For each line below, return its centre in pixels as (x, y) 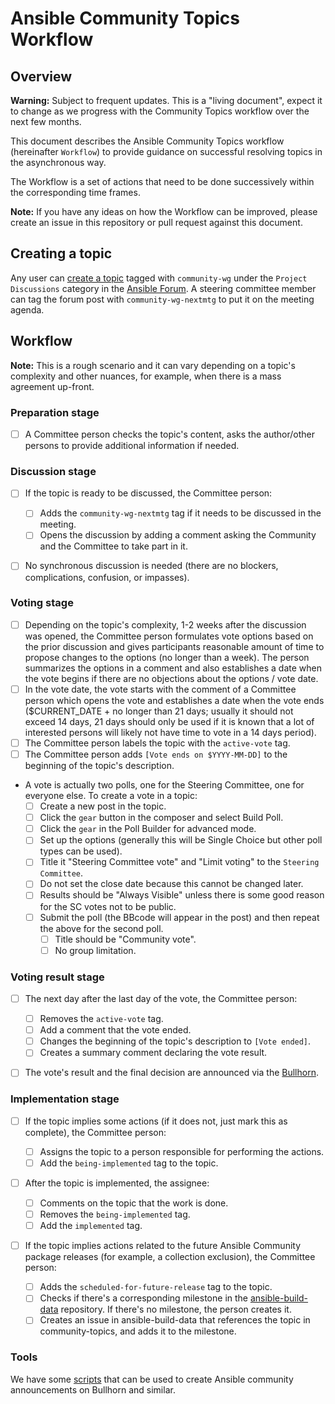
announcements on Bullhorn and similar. (93, 1389)
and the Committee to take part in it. (113, 546)
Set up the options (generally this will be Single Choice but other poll (181, 840)
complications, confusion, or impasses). (107, 577)
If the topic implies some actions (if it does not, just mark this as (156, 1121)
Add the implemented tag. (91, 1226)
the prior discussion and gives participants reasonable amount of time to (174, 646)
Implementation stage (65, 1099)
